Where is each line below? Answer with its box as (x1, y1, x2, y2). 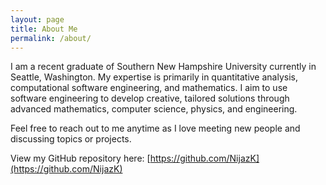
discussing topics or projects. (10, 133, 132, 145)
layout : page (10, 14, 65, 25)
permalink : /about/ (10, 33, 92, 43)
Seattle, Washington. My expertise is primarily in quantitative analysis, (10, 71, 298, 83)
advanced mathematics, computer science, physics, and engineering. (10, 103, 298, 115)
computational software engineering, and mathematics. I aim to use (10, 82, 288, 94)
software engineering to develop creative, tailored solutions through (10, 92, 290, 105)
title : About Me (10, 24, 78, 34)
